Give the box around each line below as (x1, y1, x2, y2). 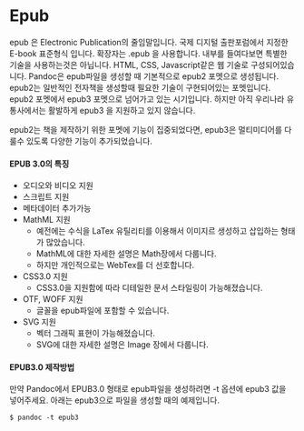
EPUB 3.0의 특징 (9, 158, 70, 169)
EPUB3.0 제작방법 (9, 361, 75, 373)
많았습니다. (45, 237, 85, 248)
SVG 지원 (22, 316, 57, 327)
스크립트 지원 (22, 192, 70, 203)
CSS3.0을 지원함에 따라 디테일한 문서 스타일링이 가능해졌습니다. (35, 283, 263, 294)
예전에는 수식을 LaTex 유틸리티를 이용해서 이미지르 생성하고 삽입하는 (35, 226, 279, 236)
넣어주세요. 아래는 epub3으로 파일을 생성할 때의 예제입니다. (9, 395, 221, 406)
